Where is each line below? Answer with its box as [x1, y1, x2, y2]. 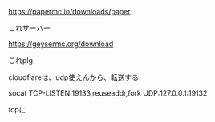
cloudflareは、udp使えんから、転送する [8, 73, 139, 82]
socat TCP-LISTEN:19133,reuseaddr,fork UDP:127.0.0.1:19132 [8, 89, 208, 98]
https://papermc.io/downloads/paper [8, 7, 131, 16]
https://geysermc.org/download [8, 39, 114, 49]
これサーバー [8, 23, 51, 33]
